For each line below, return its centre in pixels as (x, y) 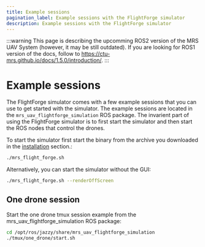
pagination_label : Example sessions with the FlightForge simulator (96, 18)
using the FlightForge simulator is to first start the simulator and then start (99, 122)
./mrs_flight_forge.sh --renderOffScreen (60, 181)
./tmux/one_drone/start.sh (41, 238)
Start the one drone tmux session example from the (72, 215)
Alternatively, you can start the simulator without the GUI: (79, 170)
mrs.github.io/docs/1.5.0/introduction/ (54, 60)
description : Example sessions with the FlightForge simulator (89, 23)
